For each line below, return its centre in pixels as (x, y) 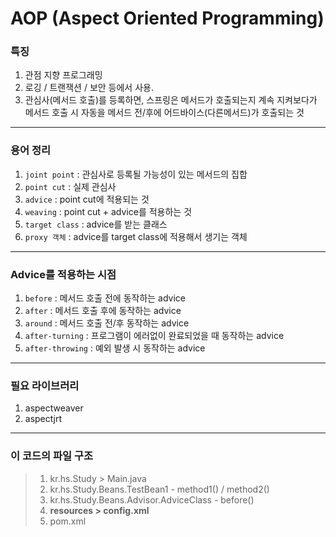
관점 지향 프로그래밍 (63, 75)
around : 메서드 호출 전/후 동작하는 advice (107, 323)
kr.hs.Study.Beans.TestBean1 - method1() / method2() (159, 489)
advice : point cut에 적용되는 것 (87, 199)
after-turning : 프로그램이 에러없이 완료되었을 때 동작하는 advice (154, 336)
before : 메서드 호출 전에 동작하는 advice (105, 298)
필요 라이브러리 (45, 385)
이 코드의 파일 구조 (52, 456)
